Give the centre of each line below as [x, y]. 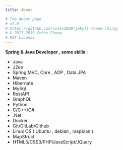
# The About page [23, 19]
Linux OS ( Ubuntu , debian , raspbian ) [53, 131]
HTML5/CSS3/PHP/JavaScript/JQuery [52, 142]
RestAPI [21, 94]
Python [20, 104]
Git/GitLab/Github [31, 126]
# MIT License [20, 38]
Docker [20, 121]
